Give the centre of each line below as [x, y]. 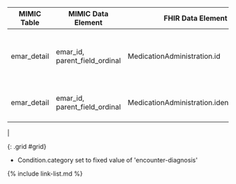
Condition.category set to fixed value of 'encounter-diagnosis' [107, 160]
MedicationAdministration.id [174, 56]
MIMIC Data [88, 14]
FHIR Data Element [196, 18]
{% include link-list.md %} [45, 174]
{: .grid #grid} [27, 147]
